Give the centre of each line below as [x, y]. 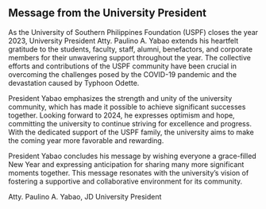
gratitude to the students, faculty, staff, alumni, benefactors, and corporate [130, 49]
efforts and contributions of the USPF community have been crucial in [122, 66]
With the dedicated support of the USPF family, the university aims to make [131, 132]
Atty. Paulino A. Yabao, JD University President [85, 196]
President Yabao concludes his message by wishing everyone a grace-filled [132, 156]
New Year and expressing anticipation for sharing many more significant [126, 164]
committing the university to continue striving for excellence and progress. [130, 123]
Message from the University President [107, 13]
